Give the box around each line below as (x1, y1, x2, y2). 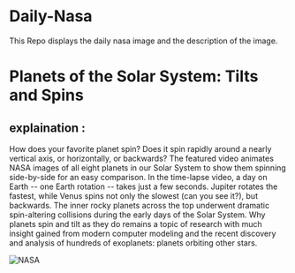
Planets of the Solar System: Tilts (9, 66, 259, 87)
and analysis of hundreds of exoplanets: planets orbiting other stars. (9, 237, 258, 248)
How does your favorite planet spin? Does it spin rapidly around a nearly (9, 143, 272, 154)
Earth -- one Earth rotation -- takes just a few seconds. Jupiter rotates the (9, 181, 278, 192)
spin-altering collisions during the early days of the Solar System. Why (9, 209, 266, 220)
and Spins (9, 86, 84, 105)
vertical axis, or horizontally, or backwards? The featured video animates (9, 153, 274, 163)
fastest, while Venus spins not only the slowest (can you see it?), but (9, 190, 259, 201)
